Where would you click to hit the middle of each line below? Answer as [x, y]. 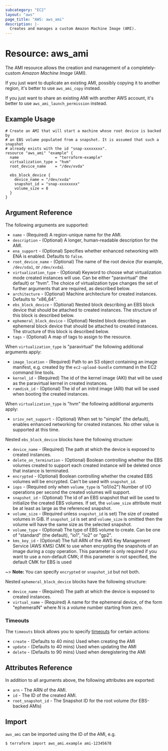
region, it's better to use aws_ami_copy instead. [53, 88]
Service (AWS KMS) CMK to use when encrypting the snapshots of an [86, 546]
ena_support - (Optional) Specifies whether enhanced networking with [85, 251]
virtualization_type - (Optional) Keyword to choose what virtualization [87, 272]
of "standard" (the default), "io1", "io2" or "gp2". [62, 535]
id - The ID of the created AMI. [45, 695]
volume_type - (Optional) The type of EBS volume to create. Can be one [86, 530]
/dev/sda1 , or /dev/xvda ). [38, 267]
